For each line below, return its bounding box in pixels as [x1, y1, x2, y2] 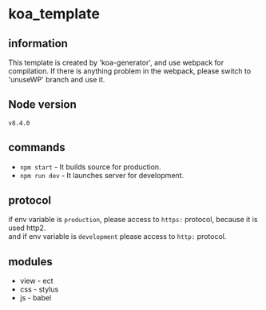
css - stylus [19, 284, 59, 294]
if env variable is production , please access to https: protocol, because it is [8, 215, 258, 225]
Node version [8, 97, 77, 112]
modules [8, 255, 54, 268]
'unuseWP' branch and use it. [8, 75, 105, 84]
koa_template [8, 5, 101, 23]
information [8, 37, 68, 50]
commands [8, 141, 66, 154]
